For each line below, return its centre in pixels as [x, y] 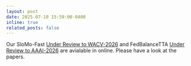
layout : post [22, 11]
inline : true [22, 22]
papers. [15, 57]
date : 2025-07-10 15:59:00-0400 [46, 17]
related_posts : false [33, 28]
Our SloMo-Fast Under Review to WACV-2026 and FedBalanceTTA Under [96, 44]
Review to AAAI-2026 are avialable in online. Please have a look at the [91, 51]
